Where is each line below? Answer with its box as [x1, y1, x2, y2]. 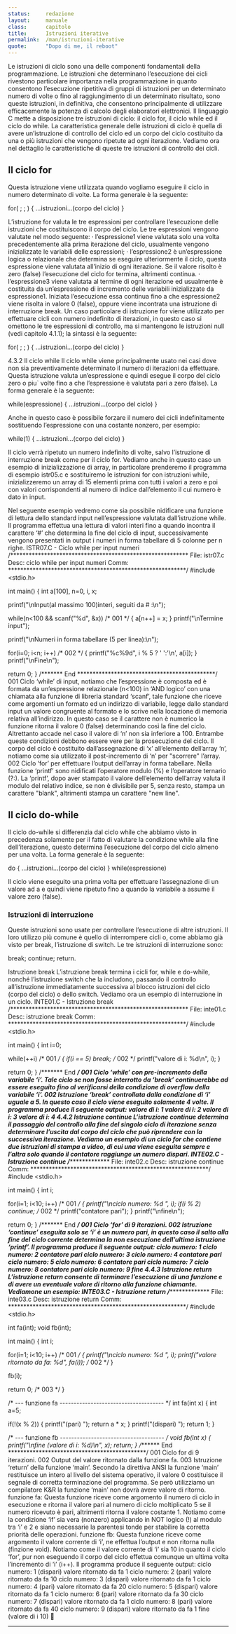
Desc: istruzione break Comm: [8, 1012, 95, 1021]
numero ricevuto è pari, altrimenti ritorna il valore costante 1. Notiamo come [8, 1508, 226, 1516]
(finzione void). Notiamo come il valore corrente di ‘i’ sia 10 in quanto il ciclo [8, 1545, 226, 1553]
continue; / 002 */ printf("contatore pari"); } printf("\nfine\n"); [8, 1206, 185, 1215]
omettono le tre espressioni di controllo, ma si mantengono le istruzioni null [8, 322, 225, 330]
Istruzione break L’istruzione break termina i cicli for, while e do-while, [8, 967, 211, 976]
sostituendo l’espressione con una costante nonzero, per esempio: [8, 421, 200, 429]
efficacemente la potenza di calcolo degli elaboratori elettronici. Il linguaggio [8, 107, 229, 115]
